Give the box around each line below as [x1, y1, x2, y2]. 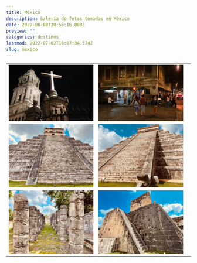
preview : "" [6, 28, 35, 34]
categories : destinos [6, 34, 59, 40]
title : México [6, 9, 41, 15]
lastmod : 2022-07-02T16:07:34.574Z [6, 40, 93, 46]
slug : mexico [6, 47, 38, 53]
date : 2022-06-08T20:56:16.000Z [6, 22, 85, 28]
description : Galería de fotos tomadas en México [6, 15, 130, 22]
